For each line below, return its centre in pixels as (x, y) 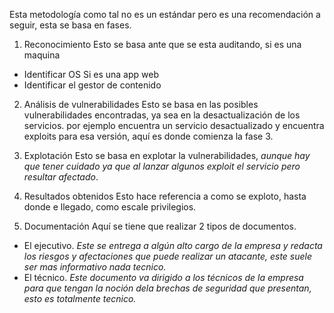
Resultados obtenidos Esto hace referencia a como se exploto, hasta (165, 196)
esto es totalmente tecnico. (80, 298)
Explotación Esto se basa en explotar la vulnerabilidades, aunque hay (167, 155)
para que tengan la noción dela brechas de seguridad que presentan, (167, 288)
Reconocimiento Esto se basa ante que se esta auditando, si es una (162, 44)
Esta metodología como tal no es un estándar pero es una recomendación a (165, 14)
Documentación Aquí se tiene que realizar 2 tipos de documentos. (160, 226)
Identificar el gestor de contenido (92, 85)
